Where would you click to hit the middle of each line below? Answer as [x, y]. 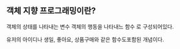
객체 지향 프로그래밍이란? [51, 11]
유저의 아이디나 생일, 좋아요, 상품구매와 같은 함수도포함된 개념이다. [85, 39]
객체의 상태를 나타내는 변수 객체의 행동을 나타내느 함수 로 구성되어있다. [90, 27]
